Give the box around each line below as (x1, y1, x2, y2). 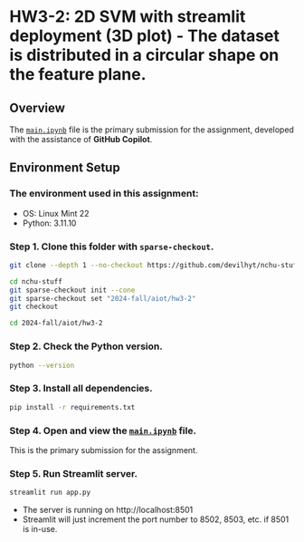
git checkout (9, 302, 59, 312)
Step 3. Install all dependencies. (9, 382, 153, 395)
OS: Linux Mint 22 (22, 208, 90, 218)
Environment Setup (9, 160, 120, 176)
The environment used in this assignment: (9, 188, 199, 200)
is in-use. (22, 524, 58, 535)
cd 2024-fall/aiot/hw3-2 (9, 319, 103, 328)
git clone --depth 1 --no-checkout (9, 260, 144, 269)
